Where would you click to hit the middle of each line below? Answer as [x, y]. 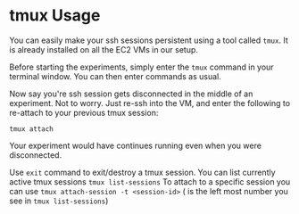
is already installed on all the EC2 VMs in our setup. [104, 49]
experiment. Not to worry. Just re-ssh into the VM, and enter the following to [150, 103]
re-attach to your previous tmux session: [84, 112]
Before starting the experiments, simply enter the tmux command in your [141, 67]
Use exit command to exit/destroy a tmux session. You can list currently [142, 172]
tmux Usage [55, 16]
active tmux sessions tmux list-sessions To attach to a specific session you [150, 181]
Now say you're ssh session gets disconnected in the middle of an [131, 94]
